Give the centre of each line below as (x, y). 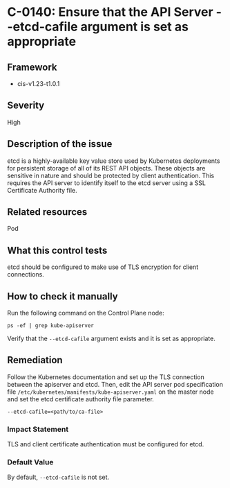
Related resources (47, 212)
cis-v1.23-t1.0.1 (38, 84)
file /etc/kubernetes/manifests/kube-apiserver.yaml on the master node (111, 392)
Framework (32, 67)
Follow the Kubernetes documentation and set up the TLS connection (106, 377)
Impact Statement (38, 429)
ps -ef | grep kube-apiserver (51, 326)
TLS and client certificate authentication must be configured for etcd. (106, 444)
